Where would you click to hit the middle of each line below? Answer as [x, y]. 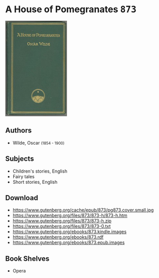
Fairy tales [23, 176]
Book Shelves [27, 258]
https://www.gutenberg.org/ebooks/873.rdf [58, 237]
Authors [19, 131]
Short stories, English [35, 182]
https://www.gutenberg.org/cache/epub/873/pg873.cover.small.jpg [83, 210]
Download [22, 198]
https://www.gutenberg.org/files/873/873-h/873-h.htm [70, 215]
